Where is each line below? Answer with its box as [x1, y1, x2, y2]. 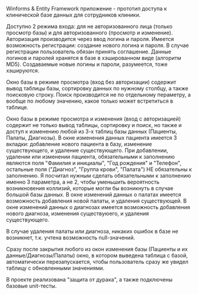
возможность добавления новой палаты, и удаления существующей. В [6, 197, 187, 204]
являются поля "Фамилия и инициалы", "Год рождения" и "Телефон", [6, 160, 182, 166]
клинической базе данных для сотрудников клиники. [6, 11, 141, 18]
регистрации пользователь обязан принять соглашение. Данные [6, 48, 172, 55]
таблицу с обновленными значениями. [6, 264, 105, 271]
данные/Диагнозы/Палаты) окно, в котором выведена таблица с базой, [6, 252, 188, 259]
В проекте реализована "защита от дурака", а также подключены [6, 276, 173, 283]
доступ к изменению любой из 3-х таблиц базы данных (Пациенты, [6, 128, 178, 135]
